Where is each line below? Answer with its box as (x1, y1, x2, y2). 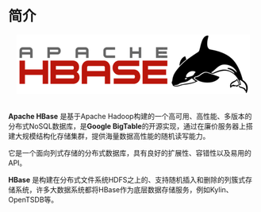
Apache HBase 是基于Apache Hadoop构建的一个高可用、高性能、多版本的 (8, 111, 252, 121)
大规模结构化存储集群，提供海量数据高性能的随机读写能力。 (14, 131, 210, 141)
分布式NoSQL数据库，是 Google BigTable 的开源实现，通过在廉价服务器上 (8, 121, 247, 131)
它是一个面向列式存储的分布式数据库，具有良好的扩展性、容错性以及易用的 (8, 148, 251, 157)
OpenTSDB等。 (8, 195, 59, 204)
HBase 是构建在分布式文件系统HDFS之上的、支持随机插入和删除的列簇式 (8, 175, 246, 184)
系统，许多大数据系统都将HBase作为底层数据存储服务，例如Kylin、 (14, 184, 233, 195)
